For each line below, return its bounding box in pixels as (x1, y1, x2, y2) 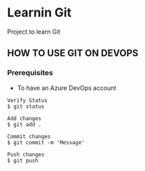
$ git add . (7, 121, 41, 128)
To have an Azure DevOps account (17, 84, 117, 92)
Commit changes (7, 133, 51, 140)
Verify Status (7, 97, 48, 104)
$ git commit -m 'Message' (7, 139, 85, 146)
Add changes (7, 115, 41, 122)
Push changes (7, 151, 45, 158)
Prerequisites (7, 68, 53, 78)
